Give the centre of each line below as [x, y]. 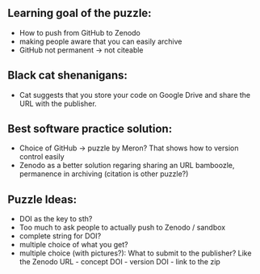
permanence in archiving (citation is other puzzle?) [104, 174]
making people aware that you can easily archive [101, 41]
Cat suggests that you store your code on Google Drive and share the [135, 95]
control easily [42, 157]
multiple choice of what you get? [73, 245]
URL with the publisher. [58, 103]
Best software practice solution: [90, 129]
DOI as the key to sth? [56, 219]
